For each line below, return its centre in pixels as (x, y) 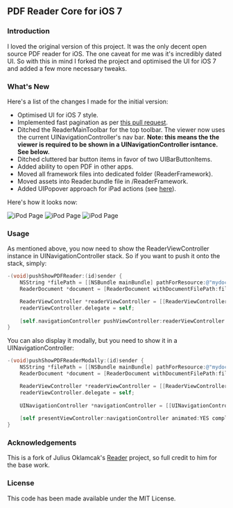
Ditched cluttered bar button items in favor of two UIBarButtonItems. (115, 159)
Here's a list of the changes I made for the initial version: (88, 101)
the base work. (28, 465)
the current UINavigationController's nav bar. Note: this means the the (118, 137)
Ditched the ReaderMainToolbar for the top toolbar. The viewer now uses (121, 129)
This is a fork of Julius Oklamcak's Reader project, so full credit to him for (112, 458)
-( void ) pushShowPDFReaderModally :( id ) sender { (76, 361)
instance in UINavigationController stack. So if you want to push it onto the (114, 256)
